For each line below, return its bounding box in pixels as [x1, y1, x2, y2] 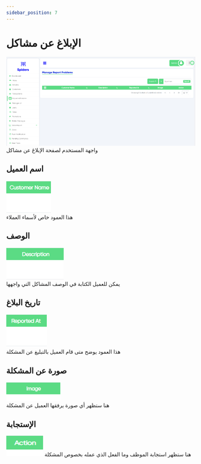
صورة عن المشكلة [6, 366, 67, 376]
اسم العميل [6, 164, 44, 174]
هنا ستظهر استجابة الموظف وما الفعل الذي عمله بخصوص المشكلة [44, 450, 191, 458]
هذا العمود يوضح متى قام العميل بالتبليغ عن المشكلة [6, 348, 121, 355]
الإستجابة [6, 419, 36, 429]
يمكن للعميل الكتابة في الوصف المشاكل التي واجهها [6, 280, 121, 287]
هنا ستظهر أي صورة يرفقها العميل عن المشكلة [6, 402, 110, 409]
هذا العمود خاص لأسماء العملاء [6, 213, 73, 221]
